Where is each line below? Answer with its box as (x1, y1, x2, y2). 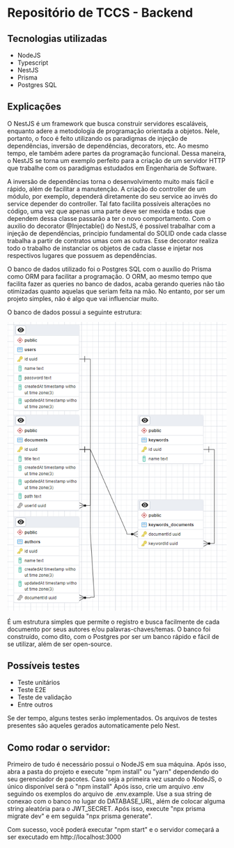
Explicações (7, 101, 61, 113)
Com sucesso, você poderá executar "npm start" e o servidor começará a (7, 826, 219, 834)
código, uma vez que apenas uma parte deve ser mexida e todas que (7, 207, 205, 215)
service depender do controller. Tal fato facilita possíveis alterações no (7, 199, 211, 208)
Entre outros (17, 700, 54, 709)
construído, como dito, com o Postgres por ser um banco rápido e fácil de (7, 632, 219, 640)
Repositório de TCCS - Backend (7, 5, 194, 21)
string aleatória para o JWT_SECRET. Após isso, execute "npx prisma (7, 805, 205, 813)
